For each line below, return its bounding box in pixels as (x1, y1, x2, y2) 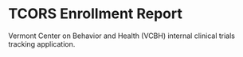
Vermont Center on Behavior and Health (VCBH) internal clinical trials (8, 31, 235, 40)
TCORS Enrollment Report (8, 5, 183, 23)
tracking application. (8, 39, 76, 48)
